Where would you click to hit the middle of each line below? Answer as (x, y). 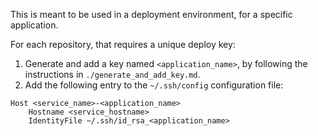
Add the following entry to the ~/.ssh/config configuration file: (154, 85)
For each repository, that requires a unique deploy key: (123, 44)
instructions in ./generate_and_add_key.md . (112, 74)
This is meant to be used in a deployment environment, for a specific (151, 14)
